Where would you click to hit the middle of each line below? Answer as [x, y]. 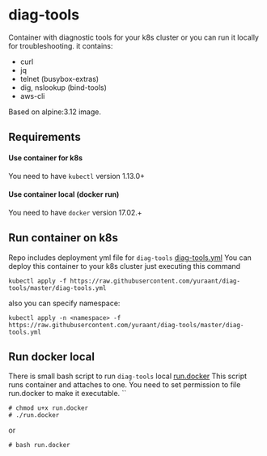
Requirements [44, 137]
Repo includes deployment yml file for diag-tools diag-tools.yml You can [130, 258]
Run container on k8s [64, 238]
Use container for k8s [46, 158]
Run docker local [52, 357]
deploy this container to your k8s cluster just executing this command [125, 266]
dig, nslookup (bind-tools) [64, 87]
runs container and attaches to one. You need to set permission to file [125, 385]
